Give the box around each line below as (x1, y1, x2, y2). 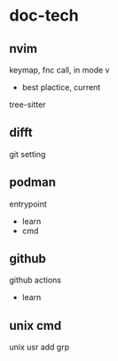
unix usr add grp (9, 341, 69, 353)
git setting (9, 148, 46, 159)
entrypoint (9, 198, 47, 209)
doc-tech (9, 5, 79, 26)
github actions (9, 274, 62, 286)
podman (9, 175, 56, 190)
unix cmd (9, 318, 62, 333)
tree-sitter (9, 99, 46, 110)
